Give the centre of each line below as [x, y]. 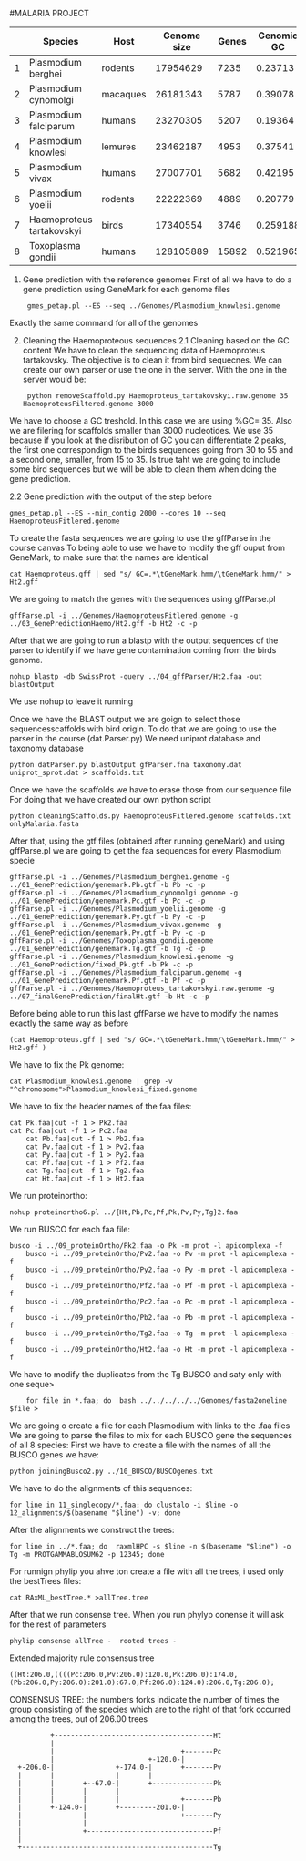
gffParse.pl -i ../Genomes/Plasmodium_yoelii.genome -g [117, 909]
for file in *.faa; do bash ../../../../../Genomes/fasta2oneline [156, 1401]
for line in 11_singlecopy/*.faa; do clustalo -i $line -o [124, 1505]
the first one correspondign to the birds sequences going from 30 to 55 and [152, 450]
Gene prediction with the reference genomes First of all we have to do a [157, 280]
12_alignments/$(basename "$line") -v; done [95, 1513]
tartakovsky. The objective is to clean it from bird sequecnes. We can [152, 360]
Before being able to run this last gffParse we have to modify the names [144, 1013]
